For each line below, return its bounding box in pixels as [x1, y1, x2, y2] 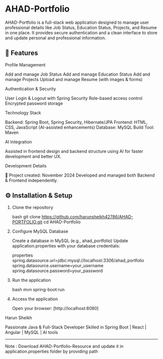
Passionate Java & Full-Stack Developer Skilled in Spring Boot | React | [5, 324, 147, 330]
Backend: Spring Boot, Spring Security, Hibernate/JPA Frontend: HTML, [5, 119, 148, 125]
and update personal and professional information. [5, 35, 106, 41]
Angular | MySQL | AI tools [5, 329, 58, 335]
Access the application [12, 296, 58, 302]
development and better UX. [5, 153, 62, 159]
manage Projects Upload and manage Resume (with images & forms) [5, 76, 143, 82]
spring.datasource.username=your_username [12, 262, 104, 268]
